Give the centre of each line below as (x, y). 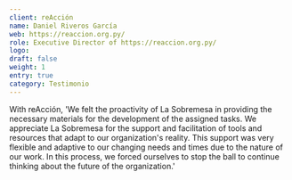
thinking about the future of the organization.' (92, 166)
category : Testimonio (49, 84)
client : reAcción (41, 17)
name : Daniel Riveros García (63, 26)
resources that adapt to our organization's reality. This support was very (142, 137)
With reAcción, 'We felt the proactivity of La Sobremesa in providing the (141, 109)
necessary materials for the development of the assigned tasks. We (133, 119)
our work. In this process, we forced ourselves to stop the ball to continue (145, 156)
